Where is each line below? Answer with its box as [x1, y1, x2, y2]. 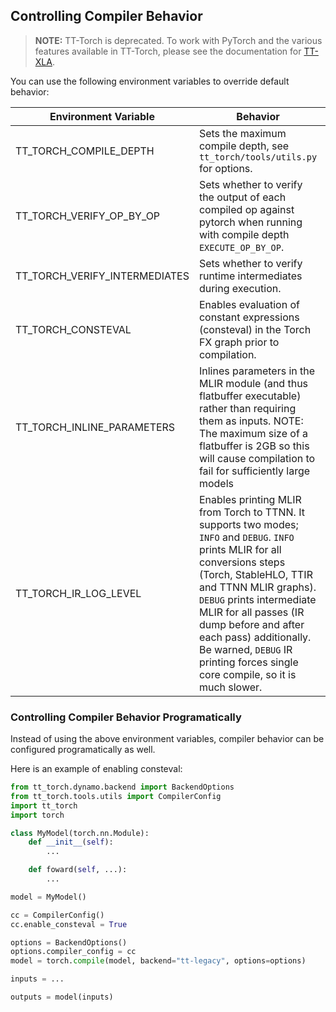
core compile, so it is [198, 667, 297, 681]
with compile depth [198, 227, 290, 241]
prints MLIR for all [198, 542, 282, 556]
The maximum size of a [198, 426, 309, 440]
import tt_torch [10, 800, 78, 811]
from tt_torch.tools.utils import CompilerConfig [10, 791, 222, 801]
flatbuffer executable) [198, 389, 302, 403]
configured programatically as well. [10, 744, 156, 756]
